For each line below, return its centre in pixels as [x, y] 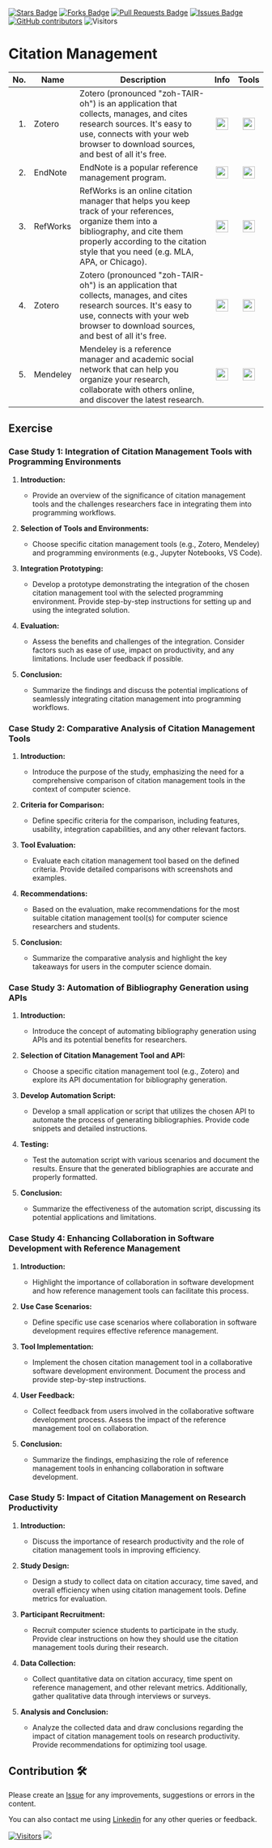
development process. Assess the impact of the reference [129, 1419]
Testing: [34, 1144]
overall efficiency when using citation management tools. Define [139, 1590]
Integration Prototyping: [62, 568]
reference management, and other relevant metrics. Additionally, [140, 1687]
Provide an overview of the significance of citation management [139, 495]
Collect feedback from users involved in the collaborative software [143, 1411]
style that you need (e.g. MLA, [137, 252]
